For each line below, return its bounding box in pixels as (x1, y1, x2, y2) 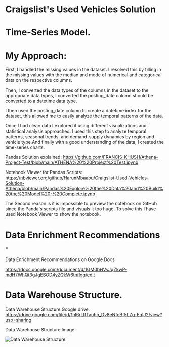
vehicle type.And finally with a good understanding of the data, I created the (5, 139, 164, 145)
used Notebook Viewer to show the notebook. (5, 211, 101, 218)
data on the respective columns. (5, 77, 72, 83)
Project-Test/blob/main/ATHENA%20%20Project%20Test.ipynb (5, 159, 139, 165)
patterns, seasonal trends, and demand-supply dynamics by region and (5, 134, 154, 140)
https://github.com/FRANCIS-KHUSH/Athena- (63, 154, 158, 160)
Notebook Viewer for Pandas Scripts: (5, 169, 82, 176)
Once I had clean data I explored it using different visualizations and (5, 123, 147, 129)
